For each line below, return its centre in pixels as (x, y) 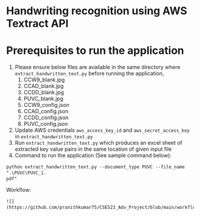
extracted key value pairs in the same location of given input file (93, 149)
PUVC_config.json (46, 124)
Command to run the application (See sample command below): (93, 155)
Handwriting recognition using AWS (97, 11)
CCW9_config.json (46, 105)
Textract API (37, 23)
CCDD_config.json (46, 117)
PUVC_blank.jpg (43, 99)
